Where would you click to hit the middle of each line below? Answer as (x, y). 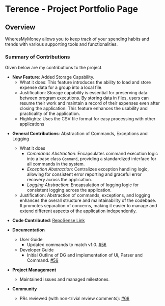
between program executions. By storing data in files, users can (84, 98)
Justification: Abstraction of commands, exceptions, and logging (85, 195)
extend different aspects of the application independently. (78, 211)
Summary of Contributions (38, 56)
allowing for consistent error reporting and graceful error (84, 174)
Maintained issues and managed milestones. (64, 279)
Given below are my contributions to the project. (54, 68)
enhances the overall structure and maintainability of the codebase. (88, 200)
